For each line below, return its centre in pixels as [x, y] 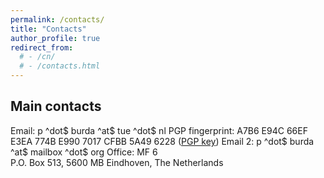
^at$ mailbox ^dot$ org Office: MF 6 [84, 152]
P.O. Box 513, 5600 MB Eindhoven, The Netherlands [117, 162]
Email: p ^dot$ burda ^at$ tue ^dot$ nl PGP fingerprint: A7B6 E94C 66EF [159, 130]
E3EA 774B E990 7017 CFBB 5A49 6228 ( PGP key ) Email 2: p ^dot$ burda [162, 141]
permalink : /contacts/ [57, 19]
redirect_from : [42, 47]
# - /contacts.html [60, 66]
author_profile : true [55, 38]
